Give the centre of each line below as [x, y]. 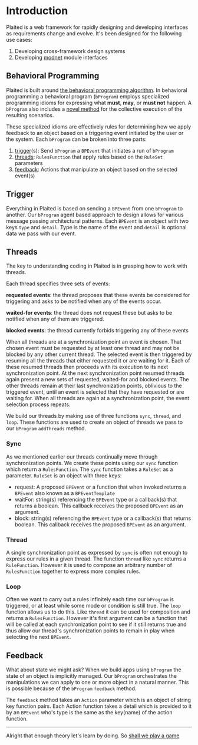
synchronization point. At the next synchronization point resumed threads [95, 373]
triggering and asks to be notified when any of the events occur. [84, 301]
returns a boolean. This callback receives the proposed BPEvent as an [99, 506]
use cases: [19, 39]
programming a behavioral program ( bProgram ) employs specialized [88, 96]
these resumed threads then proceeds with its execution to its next [87, 367]
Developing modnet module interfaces [61, 57]
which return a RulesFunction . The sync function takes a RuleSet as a [90, 469]
